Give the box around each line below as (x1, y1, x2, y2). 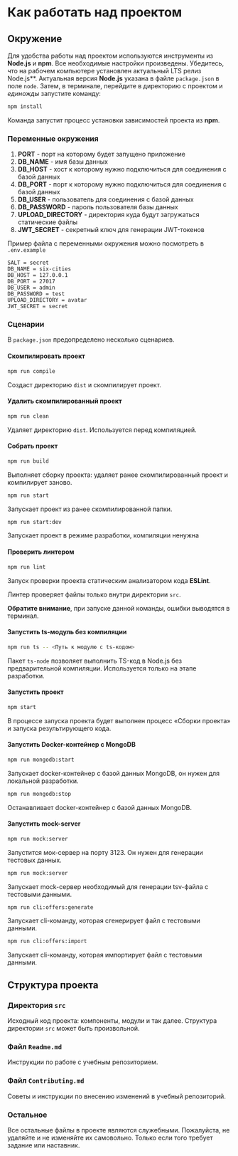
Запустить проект (7, 688, 64, 696)
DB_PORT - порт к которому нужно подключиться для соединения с (17, 180, 227, 189)
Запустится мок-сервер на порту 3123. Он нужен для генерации (7, 848, 204, 856)
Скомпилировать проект (7, 352, 85, 360)
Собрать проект (7, 442, 58, 451)
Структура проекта (7, 979, 99, 991)
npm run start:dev (7, 518, 62, 525)
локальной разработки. (7, 777, 80, 785)
